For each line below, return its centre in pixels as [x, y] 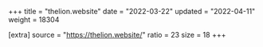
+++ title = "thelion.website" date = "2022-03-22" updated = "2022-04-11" [132, 11]
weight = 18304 [34, 20]
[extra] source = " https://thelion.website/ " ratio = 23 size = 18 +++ [117, 35]
